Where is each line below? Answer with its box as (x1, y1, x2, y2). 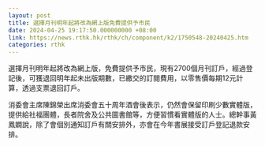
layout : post (8, 11, 51, 20)
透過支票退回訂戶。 (21, 84, 84, 93)
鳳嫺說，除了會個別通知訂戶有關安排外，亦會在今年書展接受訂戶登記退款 (8, 120, 243, 129)
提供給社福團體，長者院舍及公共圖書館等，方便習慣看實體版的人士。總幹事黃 (8, 110, 257, 119)
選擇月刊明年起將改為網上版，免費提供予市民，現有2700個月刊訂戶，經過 (8, 64, 246, 73)
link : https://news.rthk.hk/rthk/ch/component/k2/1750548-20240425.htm (8, 33, 248, 42)
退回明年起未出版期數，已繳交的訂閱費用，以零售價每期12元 (42, 73, 237, 83)
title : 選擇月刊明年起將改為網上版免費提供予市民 (8, 19, 151, 27)
